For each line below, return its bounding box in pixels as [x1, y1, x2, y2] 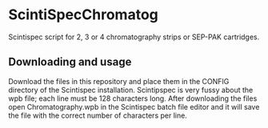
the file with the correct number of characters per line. [8, 110, 188, 120]
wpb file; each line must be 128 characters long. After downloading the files [8, 94, 258, 103]
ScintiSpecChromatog [8, 6, 158, 24]
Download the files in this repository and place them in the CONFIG [8, 76, 230, 86]
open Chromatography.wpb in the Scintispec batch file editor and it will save [8, 102, 260, 111]
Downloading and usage [8, 55, 132, 69]
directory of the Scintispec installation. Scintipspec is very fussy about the [8, 85, 254, 94]
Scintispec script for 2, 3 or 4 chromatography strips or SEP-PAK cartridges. [8, 32, 260, 42]
